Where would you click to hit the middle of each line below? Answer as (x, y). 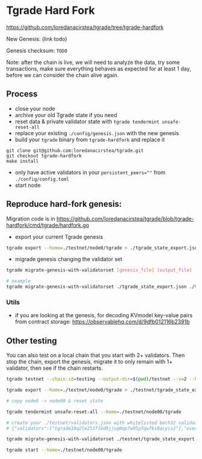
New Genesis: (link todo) (37, 39)
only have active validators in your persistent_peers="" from (90, 172)
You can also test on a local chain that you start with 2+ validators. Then (96, 355)
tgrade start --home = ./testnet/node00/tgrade (64, 450)
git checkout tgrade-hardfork (44, 156)
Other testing (32, 340)
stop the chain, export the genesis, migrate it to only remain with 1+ (90, 362)
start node (28, 185)
